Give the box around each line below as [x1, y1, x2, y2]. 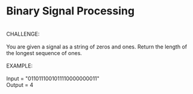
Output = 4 [6, 81, 34, 88]
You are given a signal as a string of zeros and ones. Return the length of [6, 43, 188, 50]
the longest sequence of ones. [6, 49, 83, 56]
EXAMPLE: [6, 62, 33, 69]
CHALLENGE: [6, 30, 40, 37]
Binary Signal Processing [6, 4, 134, 18]
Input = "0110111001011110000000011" [6, 75, 100, 82]
